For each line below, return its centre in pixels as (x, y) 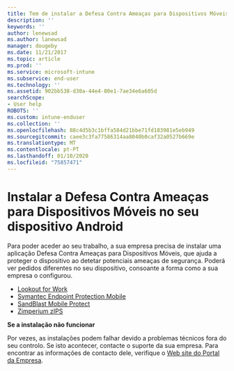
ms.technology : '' (34, 85)
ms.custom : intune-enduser (46, 117)
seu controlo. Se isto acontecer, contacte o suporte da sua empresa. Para (113, 345)
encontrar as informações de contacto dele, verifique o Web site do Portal (114, 353)
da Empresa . (25, 360)
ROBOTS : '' (23, 111)
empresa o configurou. (40, 275)
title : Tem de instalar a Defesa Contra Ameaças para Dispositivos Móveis (118, 14)
